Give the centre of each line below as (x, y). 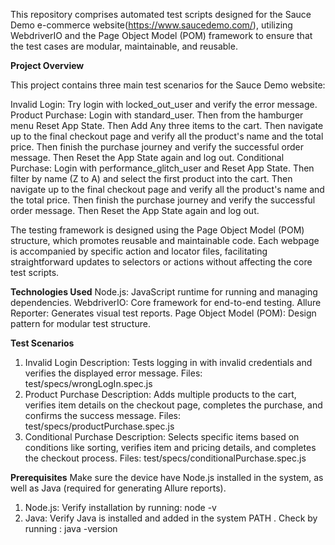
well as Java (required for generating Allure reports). (118, 488)
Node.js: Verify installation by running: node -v (120, 507)
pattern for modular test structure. (80, 323)
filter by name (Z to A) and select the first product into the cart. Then (151, 178)
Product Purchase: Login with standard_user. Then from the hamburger (157, 115)
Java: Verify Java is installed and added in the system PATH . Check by (171, 518)
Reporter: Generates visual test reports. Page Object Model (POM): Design (163, 313)
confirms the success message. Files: (103, 415)
